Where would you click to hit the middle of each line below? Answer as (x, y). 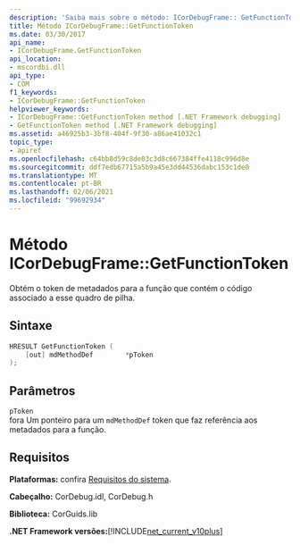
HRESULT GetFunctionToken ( (62, 346)
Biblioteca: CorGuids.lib (54, 514)
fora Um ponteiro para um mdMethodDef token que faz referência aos (133, 420)
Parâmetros (42, 391)
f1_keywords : (33, 92)
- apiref (25, 150)
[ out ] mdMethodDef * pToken (89, 355)
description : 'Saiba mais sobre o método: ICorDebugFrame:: (124, 17)
